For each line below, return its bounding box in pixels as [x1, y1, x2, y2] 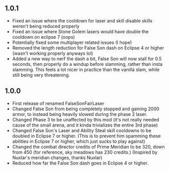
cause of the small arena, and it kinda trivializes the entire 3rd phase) [12, 122, 158, 128]
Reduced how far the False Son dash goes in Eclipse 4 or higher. [12, 160, 149, 166]
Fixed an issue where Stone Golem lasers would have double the [12, 28, 149, 35]
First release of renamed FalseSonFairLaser [12, 100, 104, 106]
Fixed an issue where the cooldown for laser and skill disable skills [12, 17, 153, 23]
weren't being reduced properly [12, 23, 80, 29]
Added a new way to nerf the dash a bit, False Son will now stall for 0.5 [12, 56, 162, 62]
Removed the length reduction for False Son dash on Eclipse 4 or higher [12, 44, 164, 51]
